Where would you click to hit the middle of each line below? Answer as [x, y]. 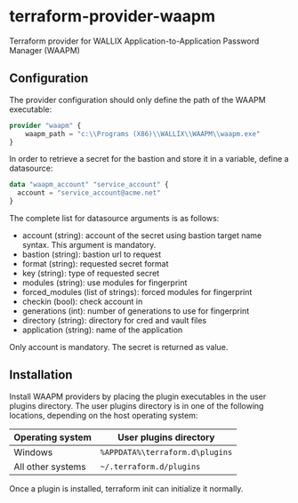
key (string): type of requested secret [91, 273]
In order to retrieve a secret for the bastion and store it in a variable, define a [149, 159]
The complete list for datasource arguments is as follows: [114, 218]
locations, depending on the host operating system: [104, 415]
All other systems [50, 467]
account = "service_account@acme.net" [89, 193]
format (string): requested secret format [95, 263]
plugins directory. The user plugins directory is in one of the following [137, 405]
